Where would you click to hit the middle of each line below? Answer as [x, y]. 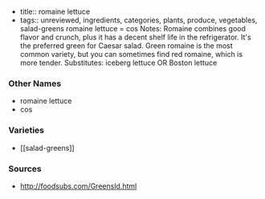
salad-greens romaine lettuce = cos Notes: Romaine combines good [133, 28]
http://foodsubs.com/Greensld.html [78, 186]
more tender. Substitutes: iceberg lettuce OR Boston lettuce [118, 63]
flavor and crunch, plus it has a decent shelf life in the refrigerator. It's [135, 37]
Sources [25, 169]
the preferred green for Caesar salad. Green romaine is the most [126, 46]
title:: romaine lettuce [55, 12]
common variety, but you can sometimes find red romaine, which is [131, 54]
